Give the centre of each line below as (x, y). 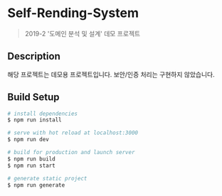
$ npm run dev (28, 140)
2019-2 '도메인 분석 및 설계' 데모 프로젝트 (83, 33)
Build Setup (33, 97)
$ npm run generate (36, 185)
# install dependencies (43, 114)
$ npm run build (31, 159)
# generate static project (47, 178)
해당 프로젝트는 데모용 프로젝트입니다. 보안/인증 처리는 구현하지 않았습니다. (111, 74)
